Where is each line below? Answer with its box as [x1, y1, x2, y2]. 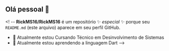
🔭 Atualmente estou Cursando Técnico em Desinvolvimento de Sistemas [12, 34, 164, 40]
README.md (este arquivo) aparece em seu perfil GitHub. [5, 24, 121, 31]
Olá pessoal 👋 [5, 5, 50, 14]
